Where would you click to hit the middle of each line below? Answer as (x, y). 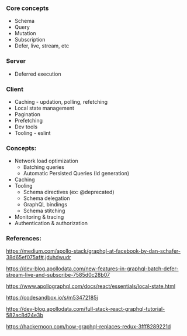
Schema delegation (46, 198)
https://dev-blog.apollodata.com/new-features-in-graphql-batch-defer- (92, 269)
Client (15, 89)
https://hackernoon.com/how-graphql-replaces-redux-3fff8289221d (89, 327)
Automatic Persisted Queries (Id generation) (76, 174)
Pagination (27, 114)
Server (16, 61)
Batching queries (44, 167)
